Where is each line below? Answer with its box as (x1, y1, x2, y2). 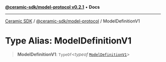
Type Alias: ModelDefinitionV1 (5, 35, 132, 46)
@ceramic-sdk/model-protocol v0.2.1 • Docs (5, 4, 100, 10)
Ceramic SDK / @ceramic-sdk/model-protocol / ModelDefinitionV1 (5, 18, 140, 24)
